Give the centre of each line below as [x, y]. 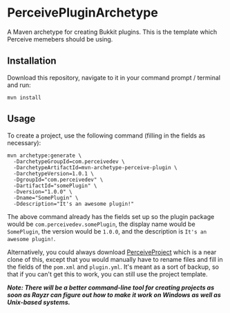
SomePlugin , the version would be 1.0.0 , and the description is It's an [107, 231]
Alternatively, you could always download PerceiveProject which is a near [112, 252]
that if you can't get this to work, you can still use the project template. [107, 274]
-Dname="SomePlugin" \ [46, 198]
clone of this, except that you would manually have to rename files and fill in [115, 259]
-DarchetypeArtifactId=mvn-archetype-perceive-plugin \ [95, 167]
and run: [19, 85]
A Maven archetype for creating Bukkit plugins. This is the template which [112, 32]
